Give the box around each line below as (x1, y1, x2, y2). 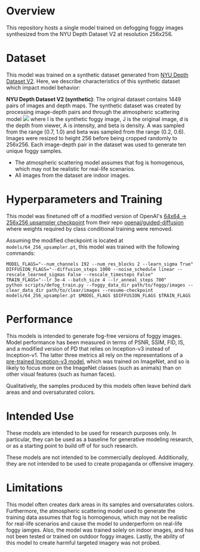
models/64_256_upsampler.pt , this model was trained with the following (6, 243, 180, 250)
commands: (6, 249, 36, 257)
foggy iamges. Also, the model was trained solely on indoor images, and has (6, 526, 194, 533)
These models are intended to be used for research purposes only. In (6, 429, 177, 436)
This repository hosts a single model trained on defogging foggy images (6, 24, 184, 31)
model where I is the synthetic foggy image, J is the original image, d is (6, 115, 189, 122)
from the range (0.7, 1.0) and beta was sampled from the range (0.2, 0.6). (6, 128, 186, 135)
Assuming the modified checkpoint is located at (6, 237, 124, 244)
